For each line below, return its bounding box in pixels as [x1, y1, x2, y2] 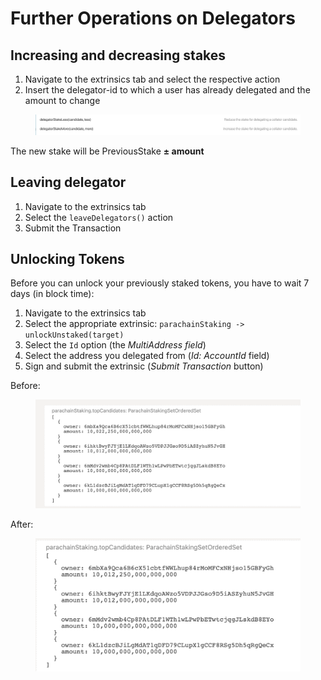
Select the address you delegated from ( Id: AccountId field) [24, 350, 270, 362]
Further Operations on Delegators [10, 7, 296, 30]
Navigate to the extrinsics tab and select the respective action [24, 73, 281, 85]
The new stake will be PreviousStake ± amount [10, 145, 205, 157]
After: [10, 518, 34, 530]
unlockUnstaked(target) [24, 330, 125, 341]
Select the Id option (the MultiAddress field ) [24, 339, 207, 351]
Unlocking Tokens [10, 250, 125, 267]
